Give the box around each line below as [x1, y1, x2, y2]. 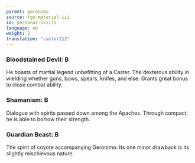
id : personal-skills [6, 19, 57, 25]
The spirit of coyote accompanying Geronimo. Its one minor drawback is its [6, 144, 190, 151]
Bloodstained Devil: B [6, 55, 69, 64]
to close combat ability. [6, 81, 63, 88]
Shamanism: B [6, 96, 48, 104]
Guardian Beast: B [6, 130, 59, 138]
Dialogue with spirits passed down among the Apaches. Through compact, [6, 109, 188, 117]
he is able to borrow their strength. [6, 115, 90, 122]
